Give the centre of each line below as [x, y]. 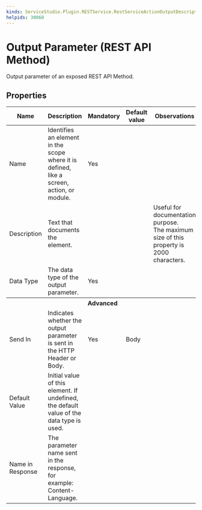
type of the [63, 277]
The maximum [173, 230]
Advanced [103, 303]
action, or [61, 190]
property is [169, 245]
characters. [169, 260]
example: [61, 483]
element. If [63, 390]
